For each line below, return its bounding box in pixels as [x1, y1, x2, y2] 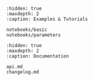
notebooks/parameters [6, 32, 61, 38]
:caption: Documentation [6, 53, 69, 59]
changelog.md [6, 69, 39, 75]
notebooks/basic [6, 27, 47, 33]
